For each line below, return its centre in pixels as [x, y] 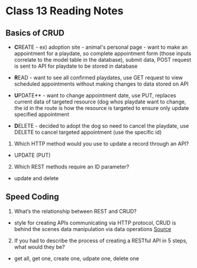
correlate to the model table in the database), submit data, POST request [103, 60]
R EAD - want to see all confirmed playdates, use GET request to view [98, 78]
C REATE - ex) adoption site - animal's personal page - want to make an [101, 47]
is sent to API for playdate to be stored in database [76, 66]
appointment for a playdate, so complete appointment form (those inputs [103, 53]
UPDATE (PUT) [32, 155]
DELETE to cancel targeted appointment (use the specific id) [88, 132]
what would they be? [40, 247]
